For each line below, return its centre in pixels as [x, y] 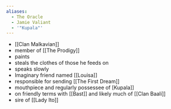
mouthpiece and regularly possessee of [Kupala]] [74, 87]
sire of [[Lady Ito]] [36, 100]
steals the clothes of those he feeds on [61, 63]
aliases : [17, 11]
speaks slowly [32, 69]
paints [22, 57]
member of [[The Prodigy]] [47, 51]
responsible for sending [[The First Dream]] [67, 82]
